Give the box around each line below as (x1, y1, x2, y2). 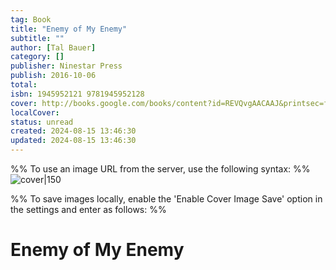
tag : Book (10, 14, 52, 25)
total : (10, 80, 38, 90)
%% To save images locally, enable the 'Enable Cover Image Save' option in (10, 193, 323, 205)
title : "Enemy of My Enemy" (10, 24, 128, 34)
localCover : (10, 107, 60, 118)
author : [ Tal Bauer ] (10, 42, 97, 53)
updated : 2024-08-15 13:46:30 (10, 136, 137, 146)
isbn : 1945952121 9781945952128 (10, 89, 145, 99)
